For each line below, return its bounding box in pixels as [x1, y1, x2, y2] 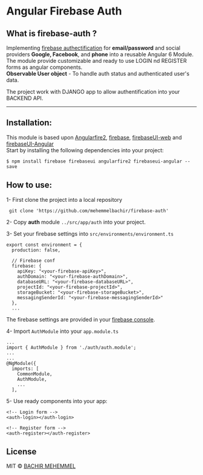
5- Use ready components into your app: [6, 397, 108, 404]
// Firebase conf [11, 257, 56, 263]
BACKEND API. [6, 95, 43, 102]
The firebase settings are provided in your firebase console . [6, 315, 155, 323]
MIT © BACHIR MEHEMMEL [6, 462, 76, 470]
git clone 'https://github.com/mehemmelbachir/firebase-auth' [8, 207, 169, 214]
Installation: [6, 118, 53, 128]
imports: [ [11, 366, 39, 372]
